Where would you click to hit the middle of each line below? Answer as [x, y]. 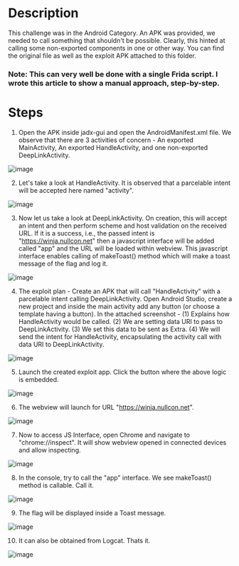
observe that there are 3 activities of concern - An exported [106, 140]
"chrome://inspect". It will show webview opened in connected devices [122, 442]
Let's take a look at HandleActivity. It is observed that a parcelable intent [124, 183]
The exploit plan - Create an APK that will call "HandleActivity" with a [119, 291]
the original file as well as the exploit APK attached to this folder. [102, 56]
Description [43, 13]
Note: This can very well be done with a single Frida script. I [113, 74]
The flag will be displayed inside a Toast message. [92, 512]
